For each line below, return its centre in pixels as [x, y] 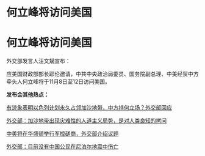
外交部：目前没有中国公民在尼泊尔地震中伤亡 [63, 147]
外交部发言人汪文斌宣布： [38, 61]
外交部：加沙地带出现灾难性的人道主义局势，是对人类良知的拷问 [86, 121]
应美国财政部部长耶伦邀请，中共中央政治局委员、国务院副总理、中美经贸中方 [103, 74]
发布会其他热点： [28, 95]
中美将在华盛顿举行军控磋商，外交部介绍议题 [63, 134]
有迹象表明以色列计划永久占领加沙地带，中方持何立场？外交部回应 [89, 108]
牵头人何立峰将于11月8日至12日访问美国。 [59, 82]
